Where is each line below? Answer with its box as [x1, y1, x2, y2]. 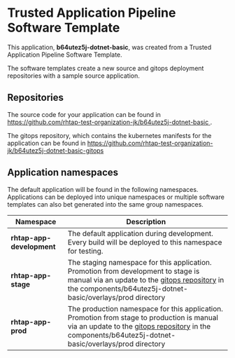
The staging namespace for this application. [67, 257, 212, 267]
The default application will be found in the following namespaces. [7, 185, 199, 193]
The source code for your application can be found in [7, 110, 161, 118]
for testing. [67, 246, 104, 256]
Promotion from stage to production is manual [67, 312, 219, 322]
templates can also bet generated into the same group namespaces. [7, 200, 204, 208]
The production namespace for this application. [67, 303, 224, 313]
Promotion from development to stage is [67, 266, 200, 276]
